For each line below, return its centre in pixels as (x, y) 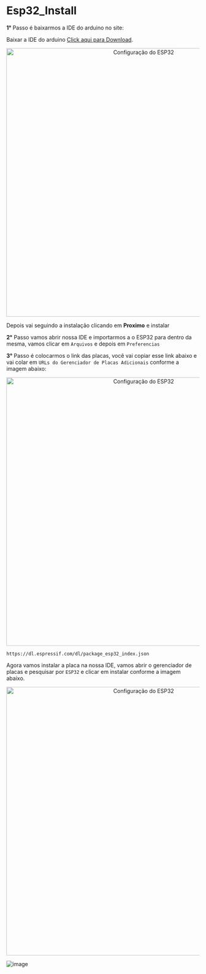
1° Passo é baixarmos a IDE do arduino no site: (65, 28)
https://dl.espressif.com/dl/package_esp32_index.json (78, 654)
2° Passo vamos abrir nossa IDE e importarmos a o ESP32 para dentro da (99, 337)
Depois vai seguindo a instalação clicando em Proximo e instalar (88, 325)
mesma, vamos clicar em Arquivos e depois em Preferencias (83, 344)
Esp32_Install (42, 11)
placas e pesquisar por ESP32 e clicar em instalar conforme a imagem (93, 671)
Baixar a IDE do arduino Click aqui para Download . (70, 39)
